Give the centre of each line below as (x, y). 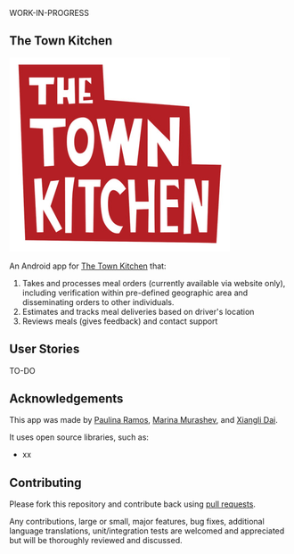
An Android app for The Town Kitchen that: (88, 266)
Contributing (45, 482)
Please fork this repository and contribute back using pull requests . (133, 504)
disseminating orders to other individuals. (98, 302)
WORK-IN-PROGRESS (49, 13)
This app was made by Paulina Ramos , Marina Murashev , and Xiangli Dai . (143, 420)
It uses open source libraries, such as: (79, 437)
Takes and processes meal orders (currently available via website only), (154, 283)
